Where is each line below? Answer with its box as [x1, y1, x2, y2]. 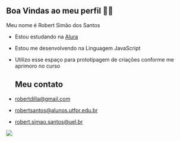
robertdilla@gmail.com [14, 95, 71, 102]
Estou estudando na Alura [14, 33, 78, 40]
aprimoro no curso [14, 62, 61, 69]
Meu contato [14, 79, 64, 89]
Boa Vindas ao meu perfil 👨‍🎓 [6, 6, 113, 16]
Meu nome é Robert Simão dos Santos [6, 21, 100, 28]
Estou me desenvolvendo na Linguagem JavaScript [14, 44, 141, 51]
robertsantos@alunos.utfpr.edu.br [14, 106, 98, 114]
